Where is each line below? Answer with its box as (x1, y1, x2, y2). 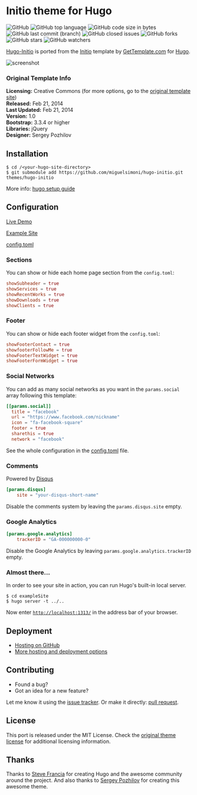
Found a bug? (14, 681, 48, 688)
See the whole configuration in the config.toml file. (6, 447, 129, 454)
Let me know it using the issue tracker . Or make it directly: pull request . (6, 699, 179, 706)
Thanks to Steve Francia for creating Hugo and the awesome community (6, 771, 183, 778)
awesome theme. (6, 783, 48, 790)
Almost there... (6, 568, 50, 577)
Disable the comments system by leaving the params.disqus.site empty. (6, 503, 182, 510)
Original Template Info (6, 74, 71, 82)
